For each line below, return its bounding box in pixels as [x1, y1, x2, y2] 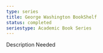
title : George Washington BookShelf [6, 14, 97, 20]
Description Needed [6, 41, 55, 48]
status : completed [6, 19, 52, 25]
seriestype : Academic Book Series [6, 25, 92, 31]
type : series [6, 8, 39, 15]
